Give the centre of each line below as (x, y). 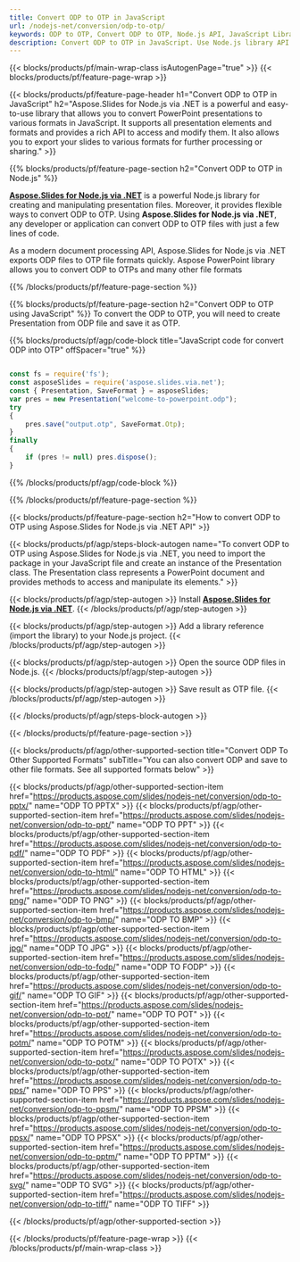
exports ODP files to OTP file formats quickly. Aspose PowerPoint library (142, 261)
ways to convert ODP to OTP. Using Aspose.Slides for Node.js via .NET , (143, 214)
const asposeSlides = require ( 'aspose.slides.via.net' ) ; (117, 383)
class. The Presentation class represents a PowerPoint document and (137, 572)
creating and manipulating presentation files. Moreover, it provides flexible (146, 205)
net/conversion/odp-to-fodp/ (62, 967)
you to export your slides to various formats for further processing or (136, 142)
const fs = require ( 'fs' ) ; (59, 374)
